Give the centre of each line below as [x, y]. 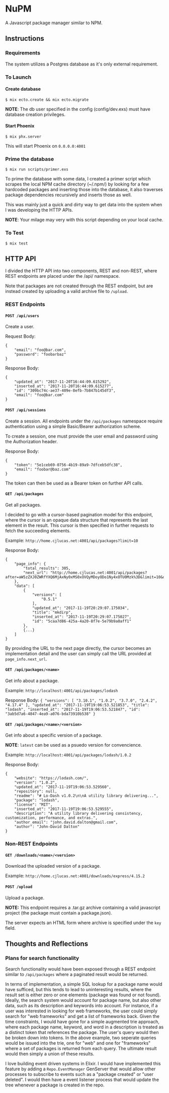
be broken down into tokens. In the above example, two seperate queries [81, 1038]
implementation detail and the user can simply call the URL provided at [78, 653]
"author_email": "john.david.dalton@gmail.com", [66, 822]
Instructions [25, 39]
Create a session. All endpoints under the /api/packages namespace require [84, 421]
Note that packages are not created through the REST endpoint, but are [79, 286]
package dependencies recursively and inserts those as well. [69, 195]
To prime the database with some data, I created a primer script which [78, 179]
